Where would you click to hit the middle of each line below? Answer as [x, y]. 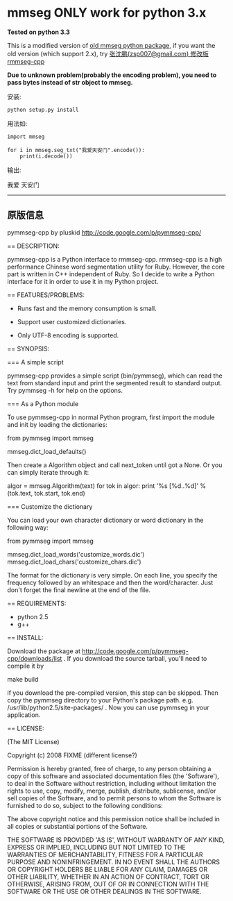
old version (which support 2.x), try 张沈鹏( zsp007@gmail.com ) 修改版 [108, 53]
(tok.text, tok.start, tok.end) [46, 493]
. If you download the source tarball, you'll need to [135, 658]
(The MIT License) [34, 741]
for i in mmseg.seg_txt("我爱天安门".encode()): [76, 150]
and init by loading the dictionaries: [57, 424]
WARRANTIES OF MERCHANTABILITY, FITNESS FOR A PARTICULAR [105, 854]
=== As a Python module [43, 403]
